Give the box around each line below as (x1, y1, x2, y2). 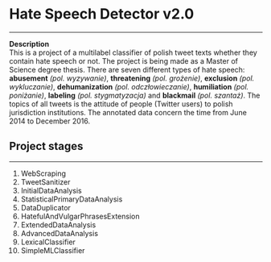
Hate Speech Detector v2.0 (9, 5, 195, 23)
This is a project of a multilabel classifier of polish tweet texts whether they (9, 48, 258, 57)
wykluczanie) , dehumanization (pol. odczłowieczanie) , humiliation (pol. (9, 81, 249, 91)
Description (9, 39, 50, 48)
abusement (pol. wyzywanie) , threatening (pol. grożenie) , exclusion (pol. (9, 73, 255, 83)
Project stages (9, 139, 84, 153)
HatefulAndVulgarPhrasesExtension (20, 211, 140, 221)
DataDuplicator (20, 202, 72, 212)
